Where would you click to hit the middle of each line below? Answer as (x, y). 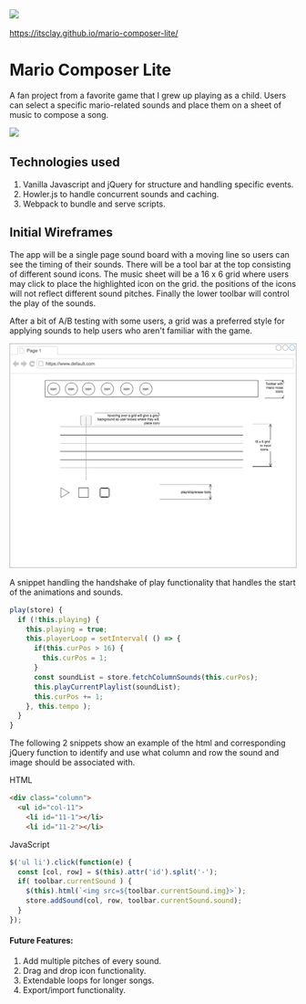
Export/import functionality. (74, 990)
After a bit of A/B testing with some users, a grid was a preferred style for (147, 321)
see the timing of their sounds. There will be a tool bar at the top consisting (150, 264)
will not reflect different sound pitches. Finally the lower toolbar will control (149, 293)
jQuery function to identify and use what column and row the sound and (144, 753)
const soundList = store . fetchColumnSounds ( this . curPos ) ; (146, 677)
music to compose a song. (59, 114)
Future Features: (41, 941)
